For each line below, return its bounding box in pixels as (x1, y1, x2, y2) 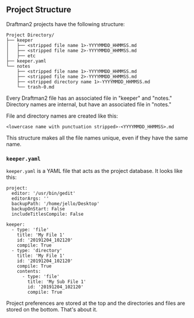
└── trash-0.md (17, 84, 55, 90)
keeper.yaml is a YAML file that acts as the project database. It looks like (6, 168, 183, 175)
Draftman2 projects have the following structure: (6, 20, 125, 27)
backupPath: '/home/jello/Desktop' (11, 201, 100, 207)
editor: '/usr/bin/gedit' (11, 190, 76, 197)
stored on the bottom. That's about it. (6, 306, 98, 313)
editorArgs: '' (11, 196, 49, 201)
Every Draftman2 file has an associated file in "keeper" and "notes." (6, 95, 173, 102)
